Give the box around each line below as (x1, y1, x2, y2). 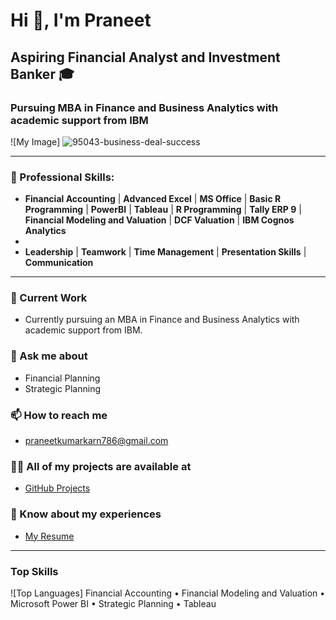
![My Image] (10, 135, 61, 148)
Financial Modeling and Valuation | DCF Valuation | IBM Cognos (24, 214, 295, 226)
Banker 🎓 (10, 65, 75, 83)
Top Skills (10, 564, 59, 578)
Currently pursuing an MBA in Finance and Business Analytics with (24, 314, 300, 326)
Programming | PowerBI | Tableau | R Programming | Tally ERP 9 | (24, 204, 302, 216)
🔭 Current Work (10, 291, 88, 305)
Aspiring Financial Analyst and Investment (10, 49, 281, 66)
